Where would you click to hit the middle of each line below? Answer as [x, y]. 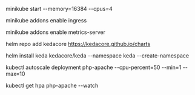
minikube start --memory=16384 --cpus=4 [59, 9]
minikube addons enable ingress [46, 20]
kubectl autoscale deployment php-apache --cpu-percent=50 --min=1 [94, 67]
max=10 [15, 74]
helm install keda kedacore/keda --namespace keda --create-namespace [97, 56]
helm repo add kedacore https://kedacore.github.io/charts [78, 44]
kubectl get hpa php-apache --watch [52, 85]
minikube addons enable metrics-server [56, 32]
